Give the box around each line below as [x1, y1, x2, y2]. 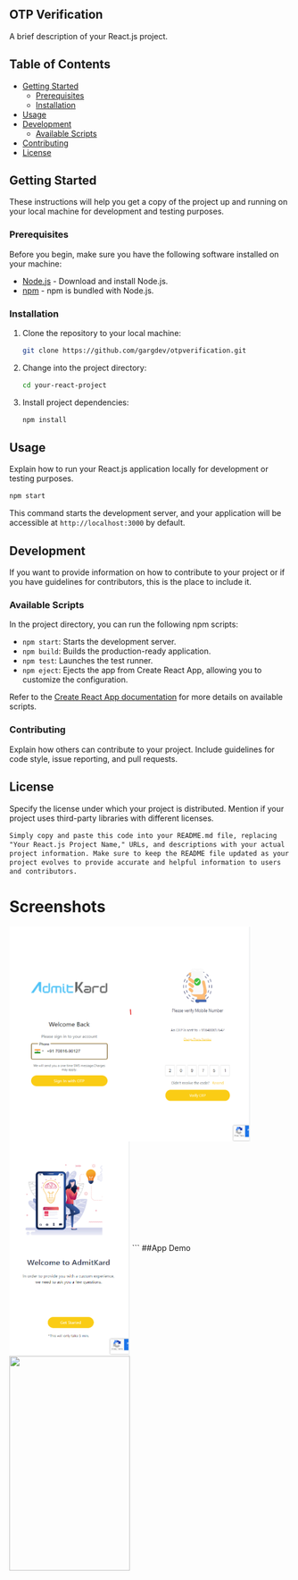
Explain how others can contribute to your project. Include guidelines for [9, 744, 275, 755]
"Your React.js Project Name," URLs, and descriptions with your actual [9, 840, 286, 849]
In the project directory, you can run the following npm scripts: [9, 619, 239, 629]
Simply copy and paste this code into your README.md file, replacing [9, 831, 277, 840]
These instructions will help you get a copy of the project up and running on [9, 197, 288, 207]
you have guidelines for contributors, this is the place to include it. [9, 577, 252, 587]
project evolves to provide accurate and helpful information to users [9, 858, 281, 866]
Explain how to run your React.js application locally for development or [9, 464, 269, 475]
